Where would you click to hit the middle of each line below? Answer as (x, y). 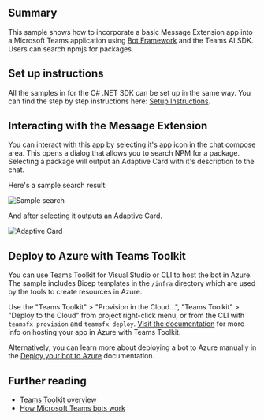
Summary (33, 13)
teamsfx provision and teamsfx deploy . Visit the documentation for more (126, 324)
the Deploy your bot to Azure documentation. (82, 356)
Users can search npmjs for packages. (71, 49)
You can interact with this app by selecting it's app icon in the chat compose (132, 144)
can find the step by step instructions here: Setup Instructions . (110, 101)
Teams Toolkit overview (58, 400)
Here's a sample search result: (58, 186)
